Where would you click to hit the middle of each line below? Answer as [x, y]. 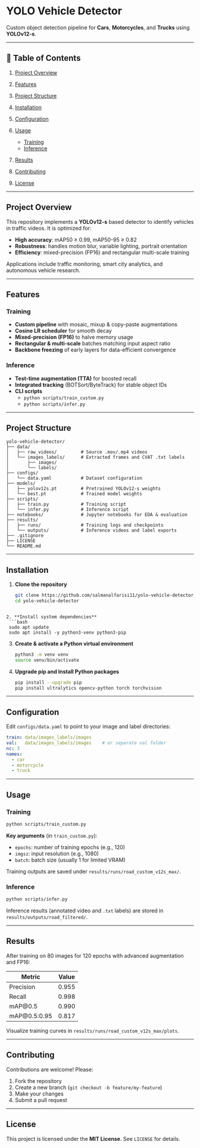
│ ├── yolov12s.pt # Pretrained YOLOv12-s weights [84, 489]
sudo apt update [29, 627]
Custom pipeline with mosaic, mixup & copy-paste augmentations [96, 325]
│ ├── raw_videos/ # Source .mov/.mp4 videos [77, 452]
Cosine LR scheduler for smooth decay [63, 331]
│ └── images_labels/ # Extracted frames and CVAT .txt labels [96, 458]
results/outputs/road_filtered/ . [47, 917]
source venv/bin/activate [47, 660]
